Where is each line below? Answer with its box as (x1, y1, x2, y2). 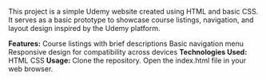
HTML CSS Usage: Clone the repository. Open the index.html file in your (8, 55, 246, 65)
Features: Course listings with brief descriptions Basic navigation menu (8, 39, 244, 48)
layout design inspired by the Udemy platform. (8, 24, 161, 32)
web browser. (8, 64, 54, 74)
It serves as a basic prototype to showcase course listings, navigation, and (8, 15, 254, 25)
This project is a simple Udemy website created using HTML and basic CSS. (8, 7, 259, 16)
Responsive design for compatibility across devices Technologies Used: (8, 48, 248, 56)
